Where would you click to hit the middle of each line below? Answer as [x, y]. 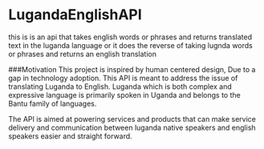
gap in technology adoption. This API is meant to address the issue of [123, 78]
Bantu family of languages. [53, 103]
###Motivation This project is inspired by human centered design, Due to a [132, 69]
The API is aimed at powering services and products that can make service [132, 119]
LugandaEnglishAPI [75, 15]
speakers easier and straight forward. [70, 136]
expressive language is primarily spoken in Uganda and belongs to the [124, 95]
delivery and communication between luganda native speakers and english [132, 127]
